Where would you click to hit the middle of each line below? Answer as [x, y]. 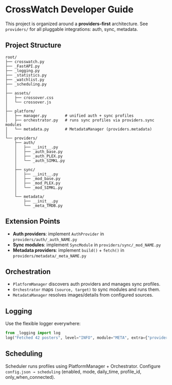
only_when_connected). [30, 377]
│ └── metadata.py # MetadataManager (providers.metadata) [79, 129]
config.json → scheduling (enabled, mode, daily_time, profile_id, [73, 372]
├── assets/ [18, 93]
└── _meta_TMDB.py [43, 206]
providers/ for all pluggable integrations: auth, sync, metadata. [72, 29]
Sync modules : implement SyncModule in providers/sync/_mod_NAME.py [87, 245]
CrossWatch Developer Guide [70, 10]
